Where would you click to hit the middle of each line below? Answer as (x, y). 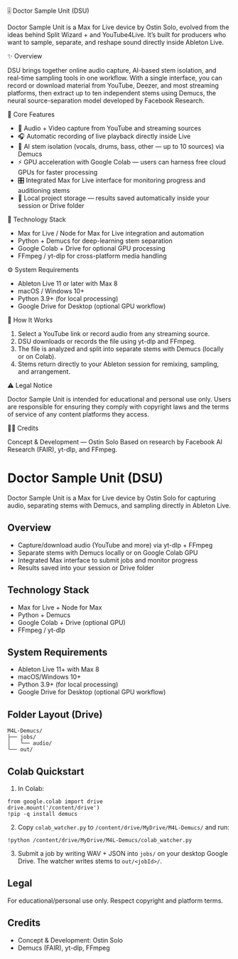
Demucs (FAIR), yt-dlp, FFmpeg (64, 948)
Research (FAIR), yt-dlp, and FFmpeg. (63, 449)
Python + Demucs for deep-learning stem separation (95, 241)
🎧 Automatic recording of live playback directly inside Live (104, 136)
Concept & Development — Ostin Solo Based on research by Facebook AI (115, 442)
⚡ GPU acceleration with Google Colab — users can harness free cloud (121, 162)
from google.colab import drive (55, 802)
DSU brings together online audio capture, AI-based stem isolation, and (112, 70)
